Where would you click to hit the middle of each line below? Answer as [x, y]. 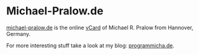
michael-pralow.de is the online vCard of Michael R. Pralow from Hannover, [100, 27]
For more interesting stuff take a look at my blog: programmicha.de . [90, 45]
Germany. [18, 33]
